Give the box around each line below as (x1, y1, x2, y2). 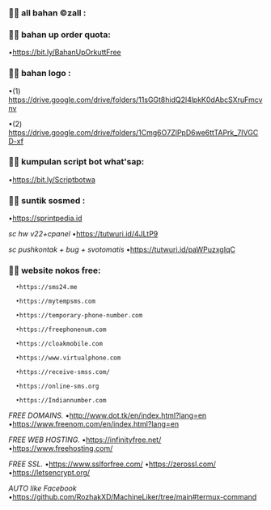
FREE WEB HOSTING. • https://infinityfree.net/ (8, 435, 162, 444)
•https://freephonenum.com (15, 325, 107, 334)
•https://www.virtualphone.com (15, 354, 121, 363)
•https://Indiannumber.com (15, 397, 107, 405)
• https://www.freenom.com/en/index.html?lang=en (8, 419, 180, 429)
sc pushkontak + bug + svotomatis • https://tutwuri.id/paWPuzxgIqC (8, 244, 236, 254)
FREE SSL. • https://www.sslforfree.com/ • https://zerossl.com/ (8, 459, 217, 469)
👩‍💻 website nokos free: (8, 265, 101, 276)
